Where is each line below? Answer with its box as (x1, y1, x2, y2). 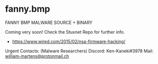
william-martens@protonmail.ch (5, 53, 69, 59)
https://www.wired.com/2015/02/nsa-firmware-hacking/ (12, 38, 126, 44)
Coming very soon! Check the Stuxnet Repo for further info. (5, 29, 125, 35)
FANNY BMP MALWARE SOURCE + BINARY (5, 20, 93, 25)
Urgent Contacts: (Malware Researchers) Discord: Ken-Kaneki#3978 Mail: (5, 48, 154, 54)
